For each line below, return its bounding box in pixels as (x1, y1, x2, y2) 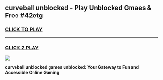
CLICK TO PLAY (5, 26, 43, 33)
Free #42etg (5, 12, 43, 20)
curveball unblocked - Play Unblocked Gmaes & (5, 4, 152, 12)
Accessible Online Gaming (5, 69, 60, 75)
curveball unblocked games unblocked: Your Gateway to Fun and (5, 64, 139, 70)
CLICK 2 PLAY (5, 44, 39, 51)
